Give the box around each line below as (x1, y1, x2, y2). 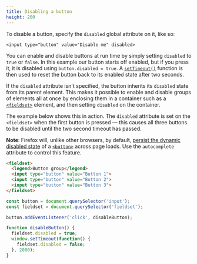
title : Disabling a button (6, 8, 72, 15)
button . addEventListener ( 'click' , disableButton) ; (6, 214, 133, 220)
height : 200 (6, 14, 35, 20)
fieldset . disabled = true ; (11, 230, 78, 236)
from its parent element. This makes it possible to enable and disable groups (6, 88, 191, 95)
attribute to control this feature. (6, 148, 82, 156)
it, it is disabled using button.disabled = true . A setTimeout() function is (6, 64, 183, 71)
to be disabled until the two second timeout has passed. (6, 125, 142, 132)
